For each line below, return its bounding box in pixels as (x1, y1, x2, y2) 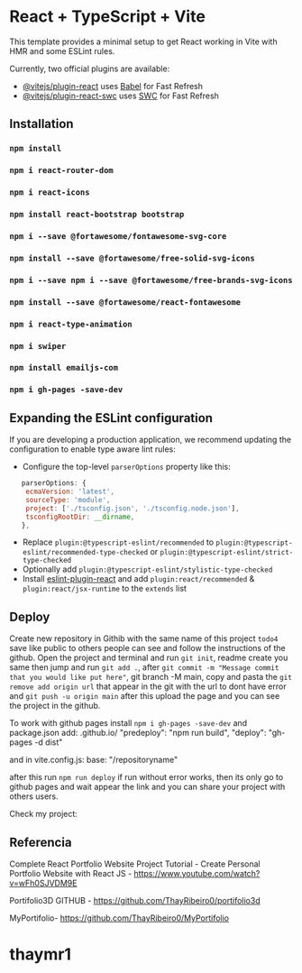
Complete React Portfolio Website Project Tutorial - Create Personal (9, 858, 261, 869)
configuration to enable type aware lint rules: (9, 444, 176, 454)
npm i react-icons (9, 188, 90, 197)
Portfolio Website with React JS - (9, 868, 133, 879)
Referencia (9, 834, 72, 849)
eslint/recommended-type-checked (22, 548, 149, 557)
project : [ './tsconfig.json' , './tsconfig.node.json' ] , (25, 503, 241, 513)
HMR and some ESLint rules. (9, 45, 115, 56)
